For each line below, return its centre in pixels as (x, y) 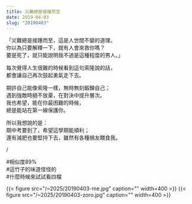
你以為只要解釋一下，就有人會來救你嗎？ (56, 48)
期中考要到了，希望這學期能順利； (48, 130)
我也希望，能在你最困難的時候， (45, 103)
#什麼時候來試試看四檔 (34, 177)
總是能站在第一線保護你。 (37, 110)
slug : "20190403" (28, 23)
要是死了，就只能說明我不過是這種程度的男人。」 (65, 55)
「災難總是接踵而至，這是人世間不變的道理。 (61, 40)
